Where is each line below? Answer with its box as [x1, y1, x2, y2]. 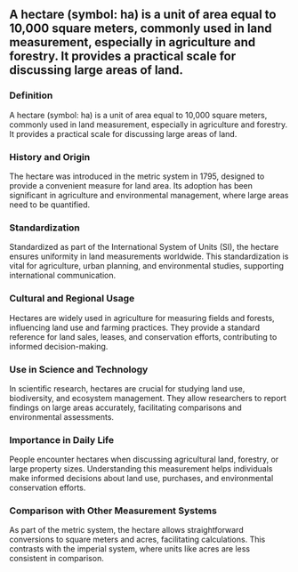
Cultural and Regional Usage [9, 293, 135, 305]
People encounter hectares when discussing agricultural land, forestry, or [9, 454, 279, 465]
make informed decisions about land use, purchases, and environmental [9, 473, 274, 484]
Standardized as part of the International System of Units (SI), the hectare [9, 242, 279, 253]
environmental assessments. [9, 411, 114, 422]
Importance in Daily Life [9, 433, 114, 446]
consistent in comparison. [9, 553, 104, 564]
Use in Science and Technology [9, 363, 149, 375]
